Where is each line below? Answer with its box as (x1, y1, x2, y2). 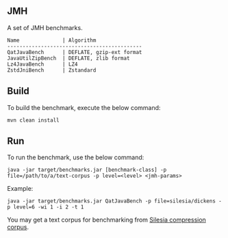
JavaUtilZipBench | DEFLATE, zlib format (7, 55, 130, 62)
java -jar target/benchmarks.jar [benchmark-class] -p (7, 167, 167, 174)
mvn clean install (7, 116, 60, 124)
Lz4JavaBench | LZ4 (7, 61, 78, 68)
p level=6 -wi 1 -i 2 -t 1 (7, 204, 84, 211)
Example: (7, 185, 34, 193)
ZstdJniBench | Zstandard (7, 66, 97, 74)
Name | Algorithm (7, 37, 97, 44)
